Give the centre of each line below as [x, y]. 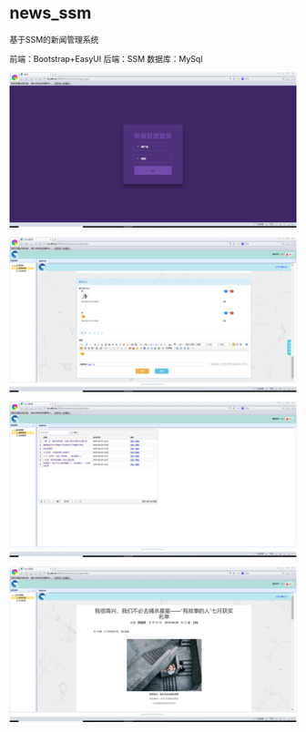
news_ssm [51, 13]
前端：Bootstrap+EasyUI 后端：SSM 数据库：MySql [106, 58]
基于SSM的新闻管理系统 [54, 39]
